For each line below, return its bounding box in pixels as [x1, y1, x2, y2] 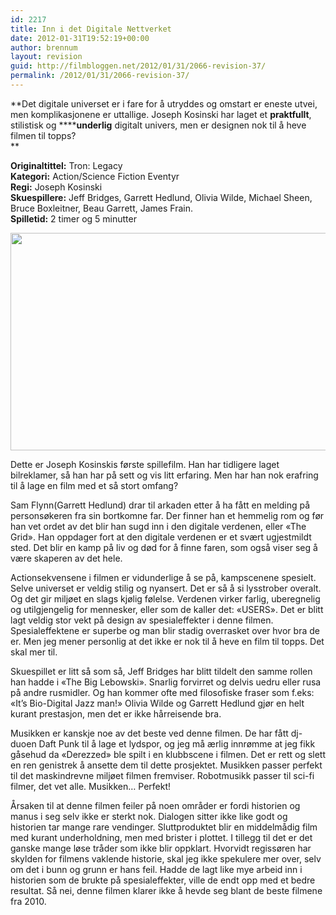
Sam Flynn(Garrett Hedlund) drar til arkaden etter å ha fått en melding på [10, 499, 310, 511]
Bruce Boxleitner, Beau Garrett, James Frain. [10, 202, 193, 214]
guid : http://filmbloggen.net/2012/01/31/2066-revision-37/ [10, 61, 267, 71]
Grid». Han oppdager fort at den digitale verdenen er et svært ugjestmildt [10, 531, 312, 543]
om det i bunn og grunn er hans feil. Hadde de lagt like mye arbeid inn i [10, 863, 303, 875]
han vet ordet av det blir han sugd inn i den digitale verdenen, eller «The [10, 520, 307, 532]
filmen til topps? [10, 129, 77, 141]
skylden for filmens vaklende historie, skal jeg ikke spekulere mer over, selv [10, 852, 322, 865]
